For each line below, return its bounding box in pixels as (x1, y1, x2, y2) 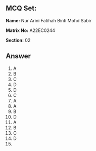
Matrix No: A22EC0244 (6, 27, 55, 33)
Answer (6, 52, 31, 60)
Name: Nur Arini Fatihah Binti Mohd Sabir (6, 17, 92, 23)
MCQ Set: (6, 4, 37, 13)
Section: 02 (6, 37, 31, 43)
